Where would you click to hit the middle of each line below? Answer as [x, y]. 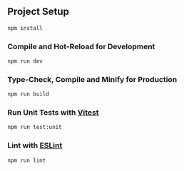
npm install [25, 28]
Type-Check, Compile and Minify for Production [92, 79]
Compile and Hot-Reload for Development [81, 46]
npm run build [29, 94]
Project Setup [39, 12]
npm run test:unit [35, 128]
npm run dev [25, 61]
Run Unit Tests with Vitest [53, 112]
